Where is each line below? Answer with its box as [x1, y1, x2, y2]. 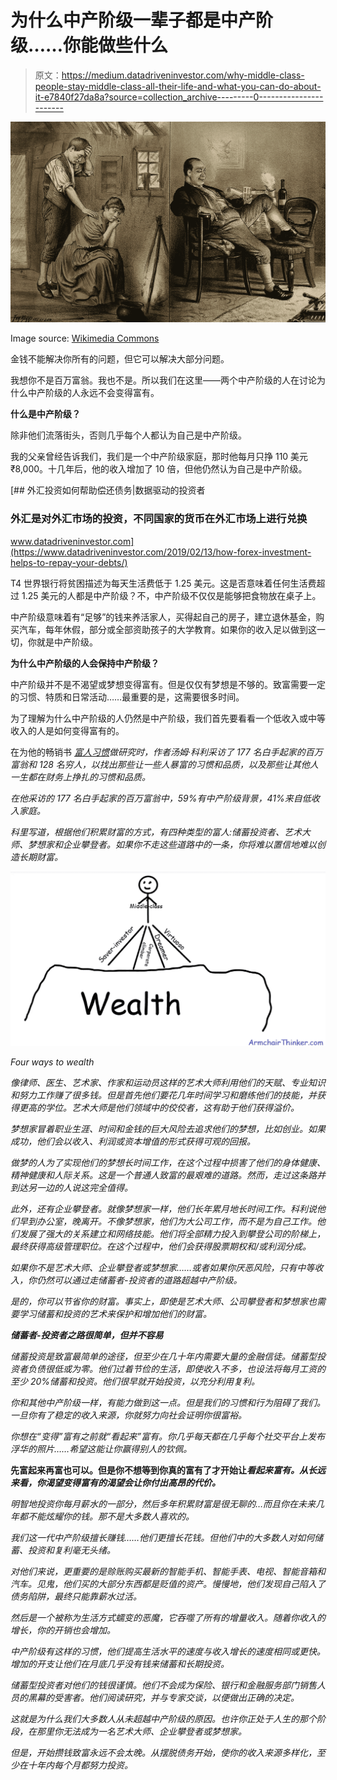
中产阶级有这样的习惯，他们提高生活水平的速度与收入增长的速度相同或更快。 [10, 1645, 326, 1657]
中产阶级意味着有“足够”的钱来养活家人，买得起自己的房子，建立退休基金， [10, 611, 317, 623]
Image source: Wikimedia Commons [10, 332, 160, 345]
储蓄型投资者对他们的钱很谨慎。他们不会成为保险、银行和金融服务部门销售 [10, 1679, 317, 1691]
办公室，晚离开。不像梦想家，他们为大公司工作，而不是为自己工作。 [36, 1215, 317, 1227]
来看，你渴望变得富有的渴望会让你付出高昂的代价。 [10, 1476, 221, 1488]
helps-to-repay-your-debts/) [10, 556, 128, 568]
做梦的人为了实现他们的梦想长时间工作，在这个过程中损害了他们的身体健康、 [10, 1156, 326, 1168]
